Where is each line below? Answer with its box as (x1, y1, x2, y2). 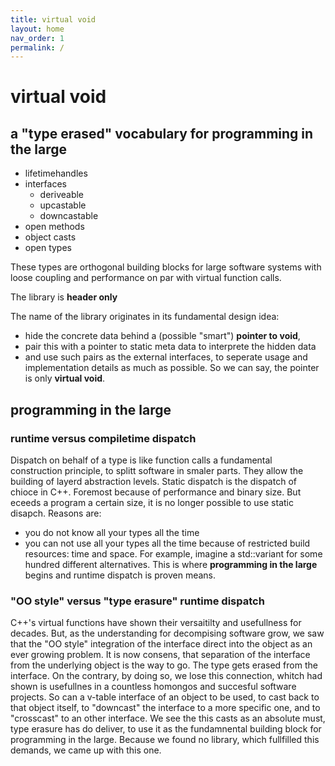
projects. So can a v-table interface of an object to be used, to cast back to (10, 691, 320, 703)
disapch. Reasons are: (10, 507, 102, 519)
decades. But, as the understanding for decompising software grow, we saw (10, 627, 325, 640)
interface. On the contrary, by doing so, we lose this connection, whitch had (10, 670, 323, 682)
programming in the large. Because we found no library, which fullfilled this (10, 734, 320, 746)
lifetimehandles (24, 167, 88, 180)
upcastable (39, 199, 87, 211)
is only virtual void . (24, 372, 106, 385)
